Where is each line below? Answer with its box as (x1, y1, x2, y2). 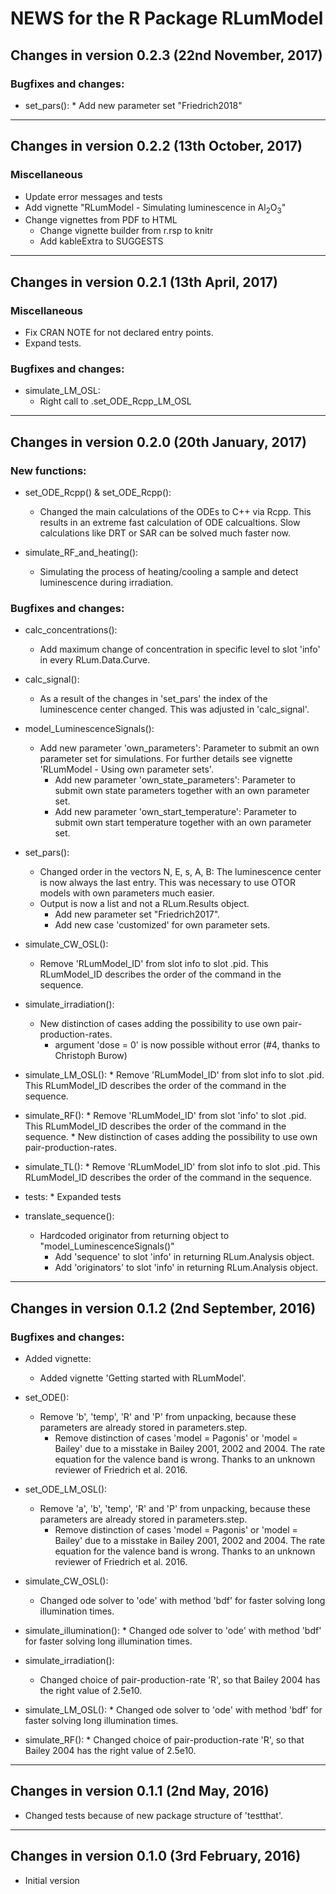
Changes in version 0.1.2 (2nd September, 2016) (10, 1300, 317, 1317)
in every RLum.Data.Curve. (39, 654, 151, 666)
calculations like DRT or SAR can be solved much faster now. (39, 527, 292, 539)
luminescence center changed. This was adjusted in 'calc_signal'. (39, 703, 310, 716)
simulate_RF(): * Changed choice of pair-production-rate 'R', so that (24, 1734, 305, 1746)
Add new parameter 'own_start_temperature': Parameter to (54, 806, 298, 818)
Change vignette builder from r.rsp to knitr (39, 225, 214, 237)
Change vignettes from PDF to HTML (24, 214, 178, 226)
